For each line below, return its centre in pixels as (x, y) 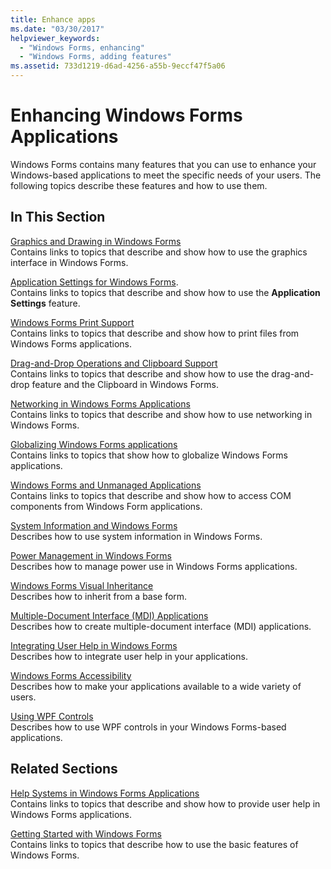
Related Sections (64, 769)
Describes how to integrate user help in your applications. (129, 656)
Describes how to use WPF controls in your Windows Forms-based (148, 727)
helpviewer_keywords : (55, 38)
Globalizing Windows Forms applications (94, 444)
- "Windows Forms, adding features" (95, 57)
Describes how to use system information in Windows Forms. (136, 536)
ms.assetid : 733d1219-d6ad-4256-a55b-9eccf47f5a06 (118, 66)
